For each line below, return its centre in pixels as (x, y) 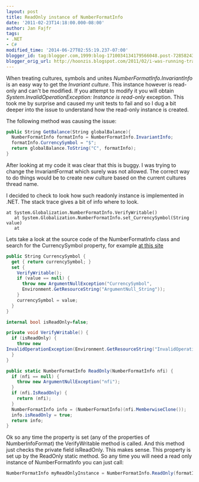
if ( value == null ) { (43, 278)
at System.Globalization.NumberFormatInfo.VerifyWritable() (82, 213)
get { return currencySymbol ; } (52, 262)
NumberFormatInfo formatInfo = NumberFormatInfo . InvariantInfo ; (92, 137)
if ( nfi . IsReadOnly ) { (39, 393)
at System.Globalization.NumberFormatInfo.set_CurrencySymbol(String (102, 218)
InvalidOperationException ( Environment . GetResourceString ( (81, 349)
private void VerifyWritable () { (47, 333)
